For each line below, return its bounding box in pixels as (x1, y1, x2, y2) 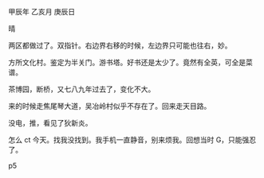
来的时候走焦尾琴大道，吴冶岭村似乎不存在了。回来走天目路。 (8, 102, 211, 110)
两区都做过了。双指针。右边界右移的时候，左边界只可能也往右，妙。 (8, 41, 232, 50)
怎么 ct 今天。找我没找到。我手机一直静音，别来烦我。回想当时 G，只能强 (8, 135, 250, 145)
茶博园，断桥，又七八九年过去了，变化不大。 (8, 84, 156, 94)
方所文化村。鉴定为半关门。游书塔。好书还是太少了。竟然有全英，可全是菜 (8, 58, 253, 67)
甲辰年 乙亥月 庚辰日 (8, 7, 76, 16)
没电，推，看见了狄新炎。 (8, 118, 93, 127)
